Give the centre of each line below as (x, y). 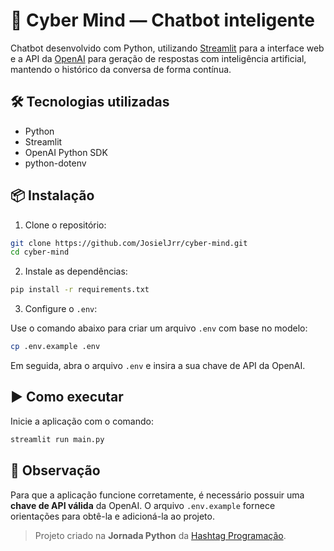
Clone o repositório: (65, 225)
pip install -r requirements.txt (80, 290)
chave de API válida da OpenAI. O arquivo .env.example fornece (143, 505)
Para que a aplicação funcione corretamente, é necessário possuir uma (157, 495)
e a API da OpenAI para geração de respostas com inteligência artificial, (158, 58)
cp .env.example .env (55, 347)
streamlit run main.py (57, 439)
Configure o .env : (61, 309)
